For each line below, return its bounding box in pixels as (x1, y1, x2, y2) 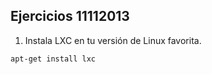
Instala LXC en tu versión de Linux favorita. (24, 34, 202, 46)
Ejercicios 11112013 (10, 8, 130, 25)
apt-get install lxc (10, 54, 97, 64)
